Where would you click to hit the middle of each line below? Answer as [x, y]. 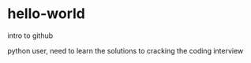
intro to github [30, 35]
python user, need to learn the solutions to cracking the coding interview [126, 50]
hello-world [47, 14]
